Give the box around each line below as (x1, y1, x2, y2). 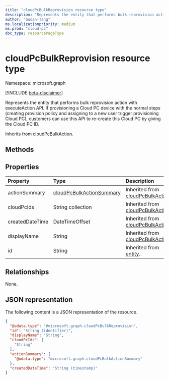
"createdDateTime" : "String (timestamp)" (10, 365, 98, 371)
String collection (53, 204, 92, 211)
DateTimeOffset (53, 218, 91, 225)
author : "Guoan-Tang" (5, 17, 51, 22)
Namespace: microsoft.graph (5, 80, 66, 86)
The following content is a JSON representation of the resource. (5, 309, 138, 315)
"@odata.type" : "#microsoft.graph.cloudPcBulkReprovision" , (10, 323, 138, 329)
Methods (5, 145, 34, 154)
